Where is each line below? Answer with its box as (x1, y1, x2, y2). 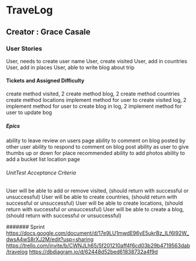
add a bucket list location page (6, 156, 81, 163)
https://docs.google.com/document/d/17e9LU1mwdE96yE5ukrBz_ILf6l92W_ (6, 229, 190, 237)
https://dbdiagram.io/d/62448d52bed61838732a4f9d (29, 248, 158, 255)
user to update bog (6, 109, 53, 116)
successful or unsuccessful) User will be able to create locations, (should (6, 200, 183, 207)
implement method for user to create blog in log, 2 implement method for (6, 103, 183, 110)
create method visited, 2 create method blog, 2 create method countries (6, 90, 180, 97)
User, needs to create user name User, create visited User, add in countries (6, 57, 187, 64)
